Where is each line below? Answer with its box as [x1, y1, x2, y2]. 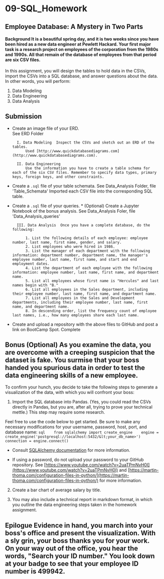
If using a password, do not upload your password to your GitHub [12, 457, 144, 463]
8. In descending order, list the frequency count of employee [25, 308, 157, 314]
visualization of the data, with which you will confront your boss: [5, 389, 135, 395]
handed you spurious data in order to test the [5, 363, 145, 372]
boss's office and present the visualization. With [5, 529, 156, 537]
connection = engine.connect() [5, 439, 69, 444]
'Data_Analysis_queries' [12, 213, 61, 219]
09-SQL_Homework [5, 3, 87, 14]
